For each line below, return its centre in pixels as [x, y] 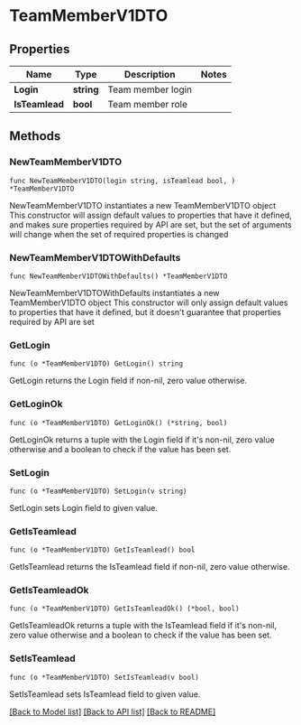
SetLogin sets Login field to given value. [83, 507]
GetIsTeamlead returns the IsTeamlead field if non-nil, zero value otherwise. [150, 567]
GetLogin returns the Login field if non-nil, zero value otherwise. [128, 381]
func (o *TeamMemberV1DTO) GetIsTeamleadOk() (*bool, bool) [125, 609]
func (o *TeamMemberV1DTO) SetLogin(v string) [98, 491]
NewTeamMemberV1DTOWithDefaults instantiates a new [114, 293]
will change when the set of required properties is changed [119, 234]
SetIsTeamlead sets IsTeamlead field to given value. [105, 694]
